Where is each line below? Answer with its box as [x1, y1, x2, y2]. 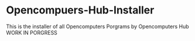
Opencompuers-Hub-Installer [6, 4, 155, 17]
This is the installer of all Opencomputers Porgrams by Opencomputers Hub [6, 23, 189, 30]
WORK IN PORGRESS [6, 29, 57, 36]
